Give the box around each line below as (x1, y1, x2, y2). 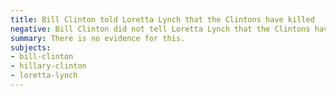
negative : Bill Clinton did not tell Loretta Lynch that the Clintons (10, 24, 311, 34)
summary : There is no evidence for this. (10, 33, 186, 43)
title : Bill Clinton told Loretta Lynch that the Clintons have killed (10, 14, 315, 25)
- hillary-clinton (10, 61, 87, 71)
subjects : (10, 42, 52, 53)
